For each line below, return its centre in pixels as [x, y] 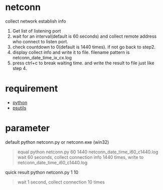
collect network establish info [36, 21]
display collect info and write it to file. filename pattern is [71, 52]
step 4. [20, 68]
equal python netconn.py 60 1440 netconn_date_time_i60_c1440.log [88, 152]
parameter [28, 128]
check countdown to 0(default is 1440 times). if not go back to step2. [84, 47]
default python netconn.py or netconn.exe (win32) [57, 142]
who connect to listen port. [40, 41]
